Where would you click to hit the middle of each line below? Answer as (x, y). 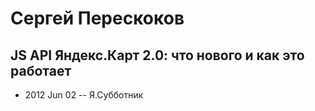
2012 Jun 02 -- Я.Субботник (84, 95)
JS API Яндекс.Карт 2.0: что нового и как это (157, 55)
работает (41, 70)
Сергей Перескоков (97, 18)
